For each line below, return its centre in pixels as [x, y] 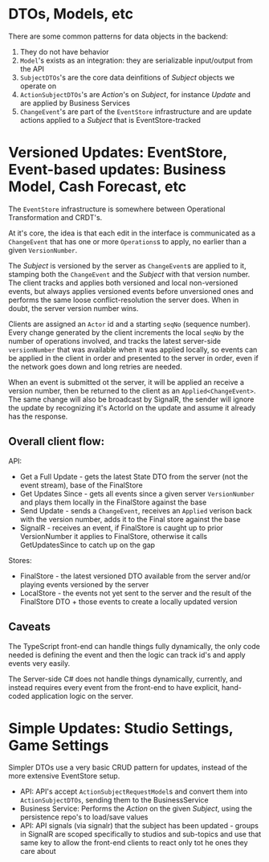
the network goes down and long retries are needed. [95, 366]
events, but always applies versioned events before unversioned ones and [131, 291]
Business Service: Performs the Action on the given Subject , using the [136, 809]
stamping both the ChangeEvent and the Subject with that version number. [129, 274]
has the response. [38, 416]
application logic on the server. [82, 696]
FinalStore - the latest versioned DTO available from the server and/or [135, 576]
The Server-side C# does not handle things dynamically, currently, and [125, 679]
